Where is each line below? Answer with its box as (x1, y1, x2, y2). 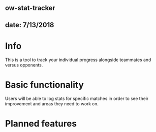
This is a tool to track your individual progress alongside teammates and (5, 57, 151, 63)
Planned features (5, 118, 77, 129)
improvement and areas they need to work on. (5, 100, 99, 106)
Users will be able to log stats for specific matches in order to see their (5, 96, 149, 101)
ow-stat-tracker (5, 4, 56, 12)
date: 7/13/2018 (5, 21, 54, 29)
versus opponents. (5, 62, 43, 68)
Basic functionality (5, 79, 84, 90)
